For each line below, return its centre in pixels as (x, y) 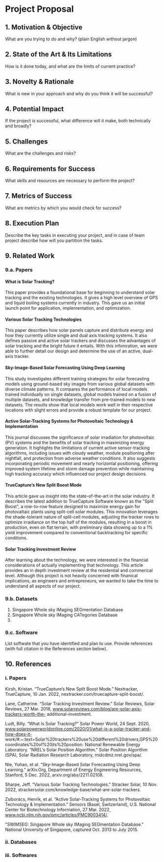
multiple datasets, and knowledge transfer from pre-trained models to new (80, 400)
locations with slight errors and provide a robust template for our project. (78, 410)
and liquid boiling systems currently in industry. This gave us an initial (75, 303)
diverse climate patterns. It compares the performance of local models (76, 389)
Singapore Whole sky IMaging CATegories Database (65, 615)
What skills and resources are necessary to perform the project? (70, 181)
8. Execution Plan (32, 223)
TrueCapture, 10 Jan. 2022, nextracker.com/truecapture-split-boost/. (75, 694)
